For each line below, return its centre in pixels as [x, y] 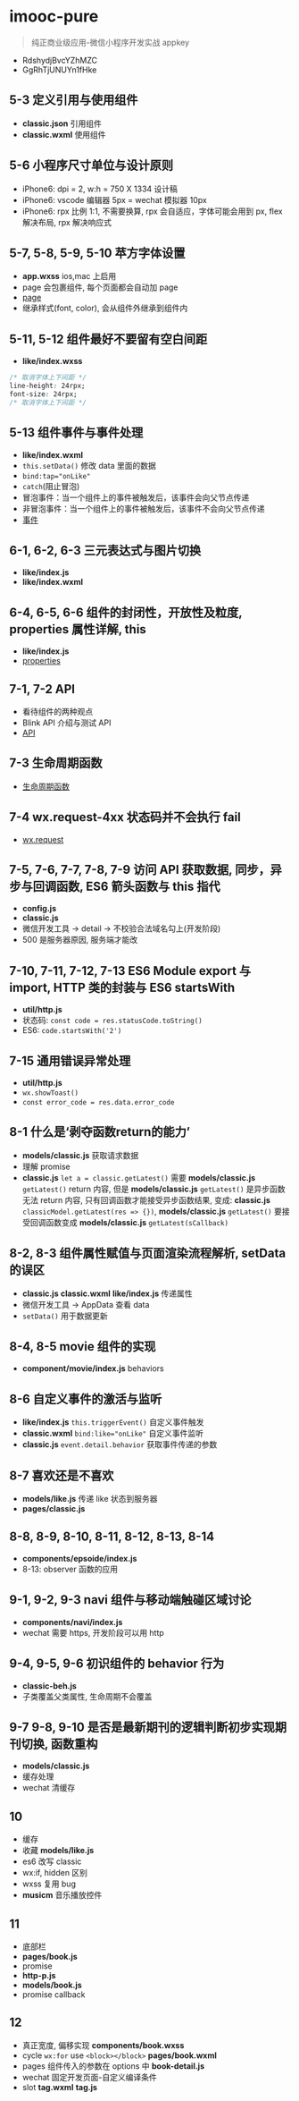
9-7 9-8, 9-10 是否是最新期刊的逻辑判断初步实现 [142, 1727]
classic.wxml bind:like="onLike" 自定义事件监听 [112, 1434]
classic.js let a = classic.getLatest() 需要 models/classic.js [139, 1177]
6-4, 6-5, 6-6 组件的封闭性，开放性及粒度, [126, 612]
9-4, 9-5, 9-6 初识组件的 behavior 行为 [117, 1664]
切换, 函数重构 [59, 1744]
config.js [39, 909]
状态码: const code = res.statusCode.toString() [112, 1021]
